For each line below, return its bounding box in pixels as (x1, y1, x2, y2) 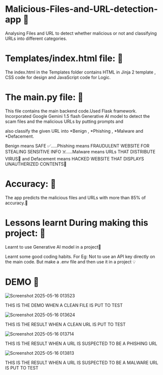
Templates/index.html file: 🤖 (5, 53, 123, 64)
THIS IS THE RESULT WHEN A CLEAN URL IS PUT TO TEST (5, 321, 126, 327)
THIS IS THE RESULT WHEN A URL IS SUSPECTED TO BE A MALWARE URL (5, 359, 159, 366)
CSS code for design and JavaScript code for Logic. (5, 74, 111, 80)
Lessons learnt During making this (5, 217, 149, 228)
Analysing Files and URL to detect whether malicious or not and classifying (5, 30, 157, 36)
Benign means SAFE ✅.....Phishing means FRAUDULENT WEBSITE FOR (5, 143, 150, 149)
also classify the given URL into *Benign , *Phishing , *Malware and (5, 128, 144, 134)
